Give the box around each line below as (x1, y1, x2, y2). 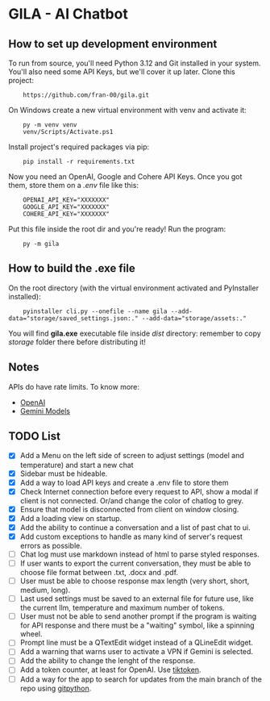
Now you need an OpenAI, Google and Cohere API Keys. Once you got (8, 172, 243, 182)
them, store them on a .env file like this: (8, 181, 139, 190)
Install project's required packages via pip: (8, 142, 150, 152)
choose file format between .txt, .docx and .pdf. (19, 568, 179, 578)
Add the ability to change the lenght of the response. (19, 656, 196, 666)
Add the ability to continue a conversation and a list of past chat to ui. (19, 522, 251, 532)
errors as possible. (19, 540, 82, 550)
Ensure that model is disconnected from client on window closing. (19, 504, 239, 514)
